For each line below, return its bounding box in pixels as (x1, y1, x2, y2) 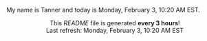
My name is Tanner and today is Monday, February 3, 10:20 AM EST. (6, 6, 201, 14)
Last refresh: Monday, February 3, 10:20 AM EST (46, 27, 184, 34)
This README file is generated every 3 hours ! (50, 19, 180, 27)
